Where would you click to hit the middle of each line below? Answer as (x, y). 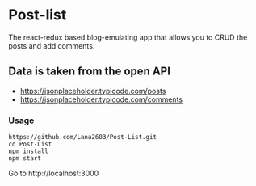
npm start (25, 159)
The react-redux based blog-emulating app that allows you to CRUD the (128, 37)
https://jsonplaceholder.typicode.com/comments (101, 99)
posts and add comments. (52, 45)
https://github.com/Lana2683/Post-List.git (83, 137)
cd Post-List (30, 144)
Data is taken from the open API (90, 72)
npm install (28, 151)
